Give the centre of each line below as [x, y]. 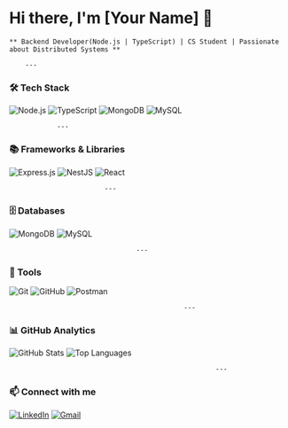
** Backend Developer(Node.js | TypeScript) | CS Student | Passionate [144, 42]
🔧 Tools [25, 272]
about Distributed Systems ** [65, 49]
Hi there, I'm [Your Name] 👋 [111, 18]
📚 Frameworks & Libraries [67, 150]
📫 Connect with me [53, 392]
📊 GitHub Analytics [52, 331]
